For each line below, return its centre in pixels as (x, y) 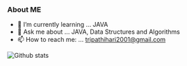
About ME (24, 10)
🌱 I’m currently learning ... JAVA (63, 25)
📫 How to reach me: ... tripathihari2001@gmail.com (91, 40)
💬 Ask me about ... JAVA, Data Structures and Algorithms (99, 32)
